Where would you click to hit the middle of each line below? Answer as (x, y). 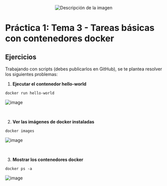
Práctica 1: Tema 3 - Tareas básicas (80, 28)
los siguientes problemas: (32, 74)
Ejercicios (21, 57)
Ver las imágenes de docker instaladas (53, 122)
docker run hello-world (30, 93)
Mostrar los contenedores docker (48, 159)
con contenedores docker (60, 39)
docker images (20, 131)
